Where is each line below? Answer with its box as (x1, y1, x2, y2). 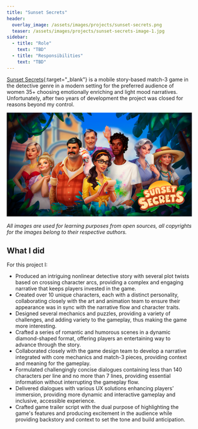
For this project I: (6, 261, 48, 268)
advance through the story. (15, 341, 81, 348)
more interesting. (15, 322, 57, 329)
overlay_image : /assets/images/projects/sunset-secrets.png (12, 22, 162, 28)
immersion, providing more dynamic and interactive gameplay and (15, 391, 176, 398)
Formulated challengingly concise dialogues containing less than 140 (15, 366, 183, 373)
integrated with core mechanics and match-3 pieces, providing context (15, 353, 187, 360)
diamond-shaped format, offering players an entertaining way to (15, 335, 171, 342)
